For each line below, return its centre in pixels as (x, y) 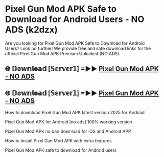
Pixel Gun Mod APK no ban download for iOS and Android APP (68, 131)
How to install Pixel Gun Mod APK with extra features (59, 141)
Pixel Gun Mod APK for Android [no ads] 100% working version (69, 122)
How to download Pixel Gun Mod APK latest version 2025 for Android (75, 113)
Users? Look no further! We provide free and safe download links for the (78, 48)
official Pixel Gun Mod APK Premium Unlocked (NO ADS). (63, 53)
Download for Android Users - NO (75, 19)
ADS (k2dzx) (31, 30)
